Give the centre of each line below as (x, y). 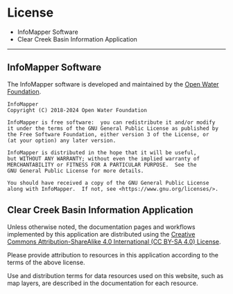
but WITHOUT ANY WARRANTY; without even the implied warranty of (103, 158)
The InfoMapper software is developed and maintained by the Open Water (113, 84)
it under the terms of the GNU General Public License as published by (113, 128)
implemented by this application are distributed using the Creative (101, 234)
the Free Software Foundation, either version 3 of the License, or (108, 134)
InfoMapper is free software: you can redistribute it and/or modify (111, 122)
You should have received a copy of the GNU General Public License (108, 183)
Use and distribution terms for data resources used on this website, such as (115, 275)
